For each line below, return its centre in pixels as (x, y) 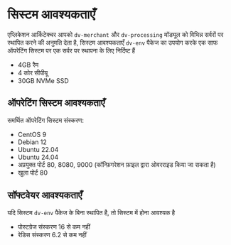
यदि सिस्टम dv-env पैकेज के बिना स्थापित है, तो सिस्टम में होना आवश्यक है (91, 212)
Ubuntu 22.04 (38, 149)
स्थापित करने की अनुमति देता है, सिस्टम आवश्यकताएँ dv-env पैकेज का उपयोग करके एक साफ (113, 43)
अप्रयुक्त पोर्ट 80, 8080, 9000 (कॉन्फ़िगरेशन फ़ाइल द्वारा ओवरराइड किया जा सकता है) (117, 164)
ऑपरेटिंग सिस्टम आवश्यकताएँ (56, 103)
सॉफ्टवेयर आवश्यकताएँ (45, 196)
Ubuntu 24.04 (38, 157)
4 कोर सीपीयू (33, 72)
